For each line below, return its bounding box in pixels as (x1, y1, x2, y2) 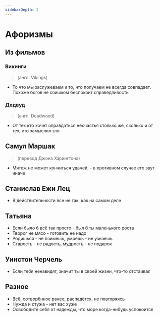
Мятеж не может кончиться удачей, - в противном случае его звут (12, 164, 155, 171)
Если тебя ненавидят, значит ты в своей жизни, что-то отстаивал (12, 268, 151, 274)
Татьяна (5, 211, 32, 220)
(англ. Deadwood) (17, 112, 55, 119)
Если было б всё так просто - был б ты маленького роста (12, 225, 134, 231)
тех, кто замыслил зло (12, 127, 60, 134)
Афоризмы (5, 28, 53, 40)
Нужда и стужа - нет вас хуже (12, 301, 77, 307)
